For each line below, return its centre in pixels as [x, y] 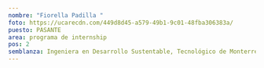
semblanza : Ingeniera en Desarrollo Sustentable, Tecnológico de [117, 52]
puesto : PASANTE [35, 30]
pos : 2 [19, 45]
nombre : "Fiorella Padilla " [56, 15]
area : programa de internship [58, 37]
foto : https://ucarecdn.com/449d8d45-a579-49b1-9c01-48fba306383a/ [121, 23]
